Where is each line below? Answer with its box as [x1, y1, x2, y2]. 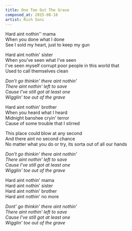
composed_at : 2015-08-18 [5, 12, 58, 17]
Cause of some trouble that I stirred [5, 121, 80, 127]
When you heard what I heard [5, 109, 68, 115]
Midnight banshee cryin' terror [5, 115, 70, 121]
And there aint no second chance [5, 136, 75, 142]
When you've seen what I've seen [5, 57, 76, 63]
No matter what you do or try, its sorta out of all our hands [5, 141, 127, 147]
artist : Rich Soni [5, 17, 44, 22]
